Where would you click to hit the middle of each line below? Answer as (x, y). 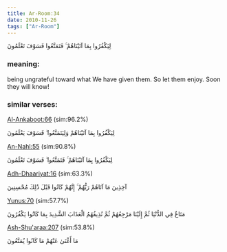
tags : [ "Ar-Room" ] (33, 26)
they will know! (28, 86)
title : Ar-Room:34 (33, 13)
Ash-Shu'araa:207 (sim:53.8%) (51, 227)
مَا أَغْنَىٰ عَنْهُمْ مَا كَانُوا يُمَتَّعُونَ (43, 240)
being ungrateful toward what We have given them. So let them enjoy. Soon (114, 79)
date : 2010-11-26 (32, 20)
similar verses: (32, 104)
